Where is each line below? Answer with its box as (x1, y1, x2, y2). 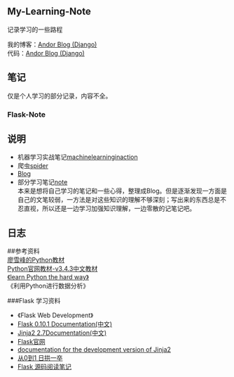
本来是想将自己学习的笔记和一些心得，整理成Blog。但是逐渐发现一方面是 (17, 186, 228, 196)
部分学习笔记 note (17, 178, 68, 186)
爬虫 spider (17, 162, 49, 170)
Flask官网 (17, 338, 46, 346)
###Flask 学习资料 (7, 297, 61, 305)
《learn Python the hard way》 (7, 273, 90, 281)
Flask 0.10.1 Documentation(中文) (17, 320, 113, 328)
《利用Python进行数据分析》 (7, 281, 90, 290)
